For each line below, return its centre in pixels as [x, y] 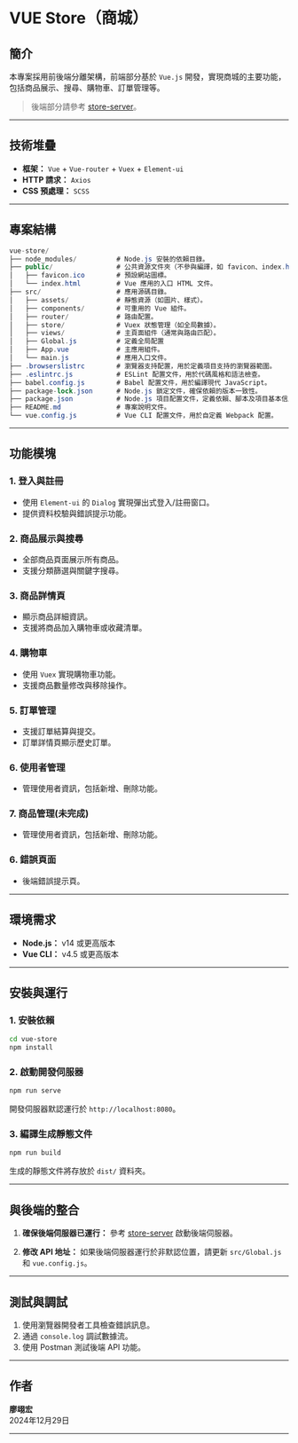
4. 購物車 [28, 653]
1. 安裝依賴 [32, 1020]
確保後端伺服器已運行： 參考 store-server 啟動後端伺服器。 [129, 1233]
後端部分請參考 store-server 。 [86, 106]
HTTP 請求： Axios [56, 179]
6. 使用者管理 [37, 767]
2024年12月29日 [39, 1420]
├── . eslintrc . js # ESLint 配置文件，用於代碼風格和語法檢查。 [137, 374]
